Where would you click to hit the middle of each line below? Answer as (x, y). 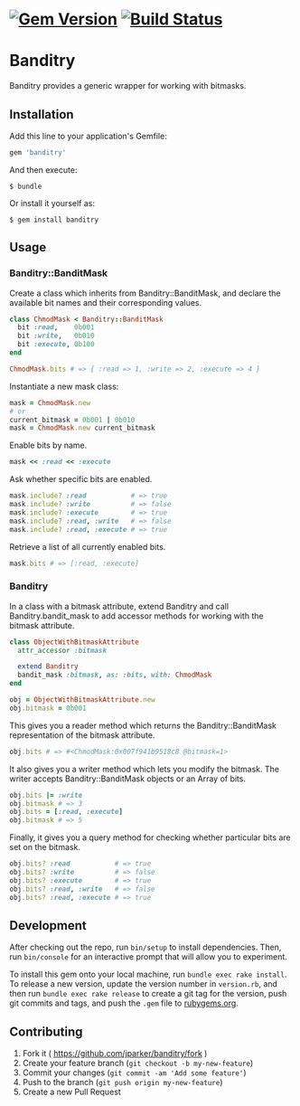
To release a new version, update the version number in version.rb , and (144, 984)
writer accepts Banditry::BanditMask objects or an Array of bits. (128, 779)
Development (48, 926)
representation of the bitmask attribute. (82, 735)
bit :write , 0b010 (56, 336)
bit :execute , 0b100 (56, 345)
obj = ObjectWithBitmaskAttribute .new (82, 700)
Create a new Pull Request (72, 1092)
